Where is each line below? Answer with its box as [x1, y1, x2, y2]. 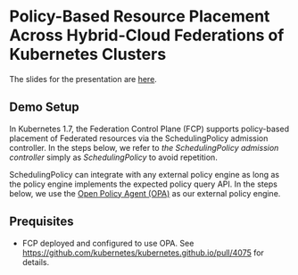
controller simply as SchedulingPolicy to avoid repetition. [9, 152, 219, 162]
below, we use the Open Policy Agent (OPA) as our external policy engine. [9, 187, 281, 198]
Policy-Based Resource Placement [9, 6, 270, 27]
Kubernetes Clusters [9, 45, 167, 64]
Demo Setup [9, 100, 79, 115]
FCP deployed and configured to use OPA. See [21, 237, 195, 248]
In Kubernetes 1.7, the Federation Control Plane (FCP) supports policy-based [9, 123, 290, 134]
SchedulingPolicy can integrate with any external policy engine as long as [9, 169, 279, 179]
